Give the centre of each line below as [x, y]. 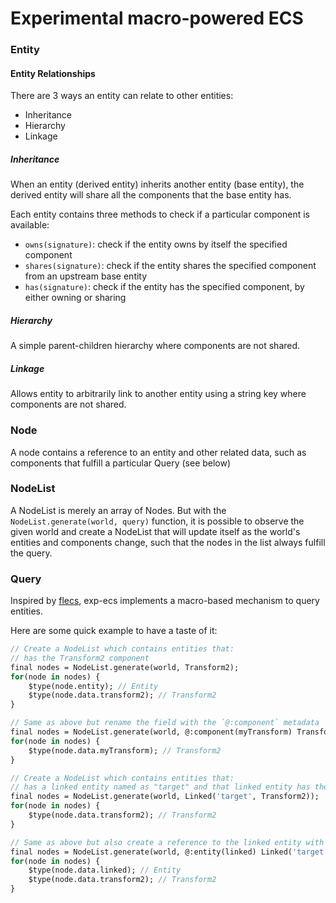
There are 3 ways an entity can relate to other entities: [122, 96]
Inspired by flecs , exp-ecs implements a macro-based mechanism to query [165, 601]
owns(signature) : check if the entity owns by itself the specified [156, 244]
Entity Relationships [53, 73]
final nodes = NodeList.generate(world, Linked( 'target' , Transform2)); [165, 797]
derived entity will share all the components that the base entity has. [151, 195]
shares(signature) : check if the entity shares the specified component [170, 266]
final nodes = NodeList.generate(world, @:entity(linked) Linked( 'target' [169, 852]
